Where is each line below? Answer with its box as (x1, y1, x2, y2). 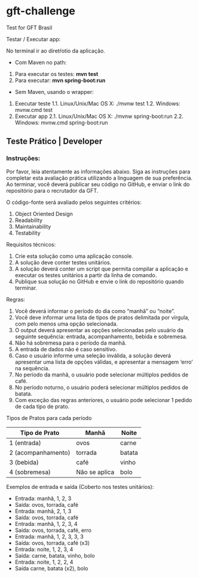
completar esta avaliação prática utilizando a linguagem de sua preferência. (6, 174, 193, 181)
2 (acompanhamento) (9, 448, 71, 457)
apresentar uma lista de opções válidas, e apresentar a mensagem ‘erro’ (14, 358, 193, 366)
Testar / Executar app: (6, 35, 61, 42)
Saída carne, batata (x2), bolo (14, 564, 88, 572)
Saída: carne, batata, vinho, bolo (14, 552, 95, 559)
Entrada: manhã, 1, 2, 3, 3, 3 (14, 533, 84, 540)
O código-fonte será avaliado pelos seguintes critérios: (6, 199, 142, 206)
